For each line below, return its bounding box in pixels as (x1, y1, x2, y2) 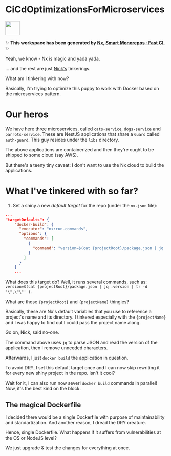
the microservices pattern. (5, 91, 61, 97)
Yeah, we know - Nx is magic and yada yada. (5, 55, 100, 62)
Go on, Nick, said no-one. (5, 329, 60, 335)
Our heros (5, 109, 49, 121)
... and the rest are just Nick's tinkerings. (5, 65, 91, 71)
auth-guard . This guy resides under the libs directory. (5, 136, 119, 143)
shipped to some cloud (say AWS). (5, 152, 78, 158)
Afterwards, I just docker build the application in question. (5, 355, 129, 361)
